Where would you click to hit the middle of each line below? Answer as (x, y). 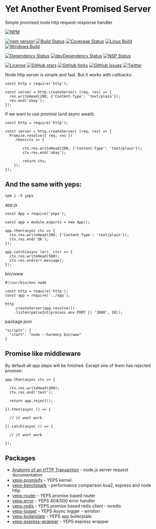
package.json (19, 321)
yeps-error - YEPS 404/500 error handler (54, 501)
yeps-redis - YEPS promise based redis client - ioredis (67, 506)
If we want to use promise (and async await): (50, 114)
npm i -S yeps (19, 195)
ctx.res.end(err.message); (37, 260)
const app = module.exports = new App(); (48, 222)
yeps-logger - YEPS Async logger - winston (56, 511)
